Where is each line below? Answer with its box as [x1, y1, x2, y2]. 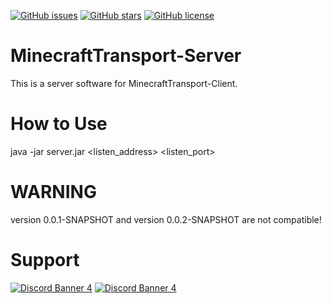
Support [10, 249, 80, 271]
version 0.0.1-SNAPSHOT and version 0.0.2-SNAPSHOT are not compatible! [10, 213, 322, 225]
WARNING [10, 181, 97, 204]
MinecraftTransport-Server [10, 45, 242, 67]
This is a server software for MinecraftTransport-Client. [10, 77, 238, 89]
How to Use [10, 113, 108, 135]
